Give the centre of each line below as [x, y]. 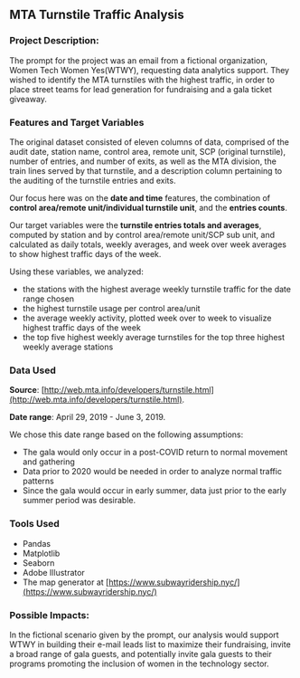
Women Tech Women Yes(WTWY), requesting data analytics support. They [150, 70]
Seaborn [38, 563]
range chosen [48, 299]
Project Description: [54, 41]
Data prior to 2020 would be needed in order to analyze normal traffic [152, 472]
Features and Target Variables [77, 122]
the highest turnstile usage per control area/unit [111, 308]
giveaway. [28, 99]
